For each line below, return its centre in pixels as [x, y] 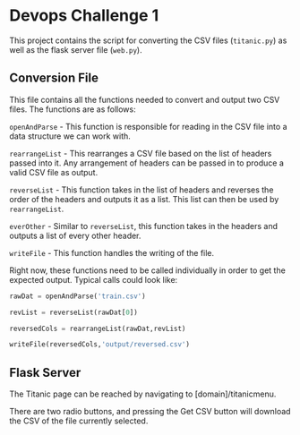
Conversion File [54, 78]
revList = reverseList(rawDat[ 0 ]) [74, 312]
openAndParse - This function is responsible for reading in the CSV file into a [149, 126]
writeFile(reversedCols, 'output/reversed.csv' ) [100, 345]
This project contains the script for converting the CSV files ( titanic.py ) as [148, 40]
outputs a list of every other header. [75, 235]
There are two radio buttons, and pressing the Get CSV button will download [150, 412]
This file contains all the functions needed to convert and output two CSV [145, 99]
